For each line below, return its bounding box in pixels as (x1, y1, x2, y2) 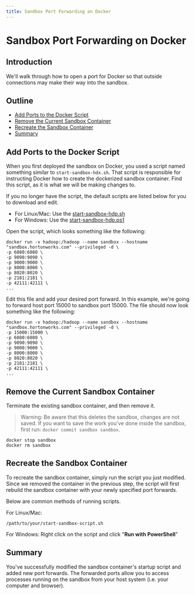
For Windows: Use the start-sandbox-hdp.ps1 (14, 216, 125, 223)
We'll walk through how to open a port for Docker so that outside (6, 73, 162, 80)
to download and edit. (6, 199, 59, 206)
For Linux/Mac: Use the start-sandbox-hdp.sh (14, 210, 125, 217)
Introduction (6, 57, 53, 67)
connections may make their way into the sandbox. (6, 79, 129, 86)
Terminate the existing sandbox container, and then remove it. (6, 402, 155, 409)
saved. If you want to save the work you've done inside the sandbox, (20, 420, 186, 427)
